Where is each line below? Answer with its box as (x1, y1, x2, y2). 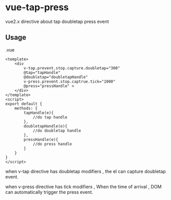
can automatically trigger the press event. (5, 189, 93, 195)
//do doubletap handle (32, 128, 81, 133)
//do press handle (32, 141, 72, 146)
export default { (5, 101, 42, 106)
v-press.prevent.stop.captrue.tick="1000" (24, 79, 116, 84)
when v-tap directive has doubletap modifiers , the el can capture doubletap (5, 168, 166, 174)
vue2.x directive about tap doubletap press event (5, 18, 109, 24)
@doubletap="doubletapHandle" (24, 74, 88, 80)
